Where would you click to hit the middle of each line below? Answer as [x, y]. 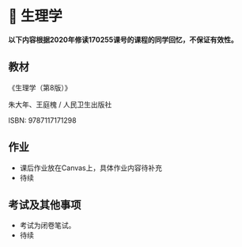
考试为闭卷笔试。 [47, 226]
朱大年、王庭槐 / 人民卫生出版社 [60, 104]
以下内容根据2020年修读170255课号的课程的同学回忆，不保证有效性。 [123, 40]
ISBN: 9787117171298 [42, 120]
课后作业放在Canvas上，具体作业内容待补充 [91, 168]
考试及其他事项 [45, 205]
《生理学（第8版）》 [40, 87]
